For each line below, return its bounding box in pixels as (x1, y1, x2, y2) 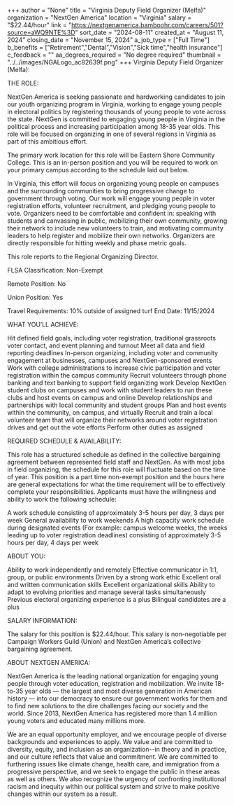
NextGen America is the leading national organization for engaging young (7, 672, 219, 680)
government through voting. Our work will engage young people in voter (7, 194, 215, 202)
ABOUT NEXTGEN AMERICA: (7, 659, 91, 666)
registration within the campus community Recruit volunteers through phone (7, 371, 227, 379)
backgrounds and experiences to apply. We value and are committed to (7, 738, 213, 745)
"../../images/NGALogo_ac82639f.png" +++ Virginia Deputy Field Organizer (7, 58, 224, 66)
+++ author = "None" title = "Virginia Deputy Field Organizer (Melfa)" (7, 6, 206, 14)
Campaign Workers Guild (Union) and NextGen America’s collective (7, 638, 201, 645)
